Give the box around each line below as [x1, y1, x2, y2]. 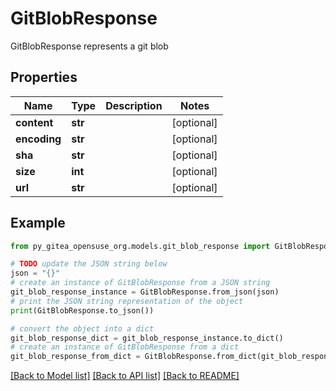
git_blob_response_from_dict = [10, 352, 141, 362]
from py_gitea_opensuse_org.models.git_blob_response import [10, 241, 271, 251]
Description [105, 98, 163, 112]
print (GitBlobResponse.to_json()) [10, 305, 155, 316]
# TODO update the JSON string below [10, 259, 168, 269]
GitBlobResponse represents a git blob [10, 40, 169, 52]
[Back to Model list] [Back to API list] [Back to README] [10, 370, 240, 382]
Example [10, 215, 66, 232]
